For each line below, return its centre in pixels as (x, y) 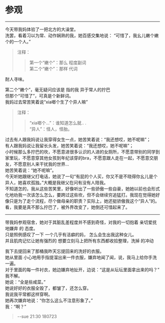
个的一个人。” (18, 41)
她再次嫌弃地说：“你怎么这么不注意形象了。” (49, 300)
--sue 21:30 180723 (37, 316)
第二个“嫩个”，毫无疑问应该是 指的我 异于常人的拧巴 (58, 90)
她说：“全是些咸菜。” (25, 282)
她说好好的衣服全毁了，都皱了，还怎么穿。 (48, 288)
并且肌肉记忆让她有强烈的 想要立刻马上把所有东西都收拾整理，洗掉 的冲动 (79, 241)
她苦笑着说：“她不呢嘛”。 (31, 170)
